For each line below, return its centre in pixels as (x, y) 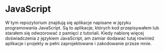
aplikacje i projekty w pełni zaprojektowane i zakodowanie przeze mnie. (79, 43)
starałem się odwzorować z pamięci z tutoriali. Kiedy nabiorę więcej (75, 33)
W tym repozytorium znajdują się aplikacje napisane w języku (68, 23)
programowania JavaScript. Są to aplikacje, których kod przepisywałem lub (82, 27)
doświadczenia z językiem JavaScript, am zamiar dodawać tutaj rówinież (80, 38)
